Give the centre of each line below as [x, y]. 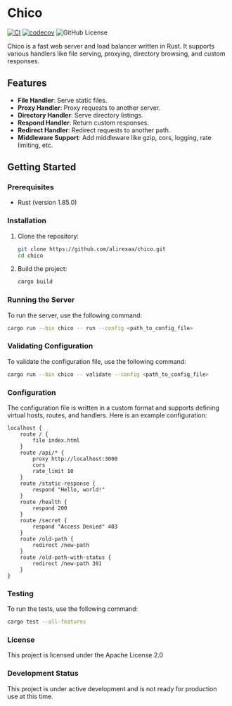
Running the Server [41, 300]
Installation [27, 221]
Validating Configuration [50, 346]
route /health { [44, 502]
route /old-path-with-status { [66, 557]
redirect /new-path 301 [67, 564]
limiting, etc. [35, 145]
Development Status [43, 674]
